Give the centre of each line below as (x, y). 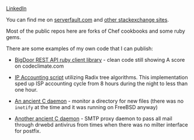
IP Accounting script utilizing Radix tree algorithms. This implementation (101, 77)
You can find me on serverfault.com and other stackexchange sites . (88, 20)
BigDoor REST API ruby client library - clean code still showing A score (100, 60)
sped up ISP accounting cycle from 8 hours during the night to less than (101, 83)
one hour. (26, 90)
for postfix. (28, 131)
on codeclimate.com (39, 66)
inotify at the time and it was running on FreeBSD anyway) (86, 107)
